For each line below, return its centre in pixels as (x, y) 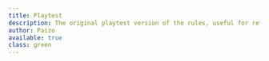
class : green (30, 45)
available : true (35, 38)
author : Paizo (32, 30)
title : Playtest (35, 15)
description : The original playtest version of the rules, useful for (128, 23)
